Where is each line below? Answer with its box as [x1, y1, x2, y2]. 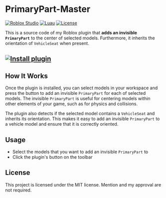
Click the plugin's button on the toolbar [12, 154, 93, 160]
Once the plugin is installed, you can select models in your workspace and [5, 85, 158, 91]
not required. [5, 187, 32, 193]
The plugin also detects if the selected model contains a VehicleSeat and [5, 111, 155, 117]
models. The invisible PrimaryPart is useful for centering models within [5, 96, 151, 102]
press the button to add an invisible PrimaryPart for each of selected [5, 90, 146, 96]
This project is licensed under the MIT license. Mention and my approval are [5, 182, 162, 188]
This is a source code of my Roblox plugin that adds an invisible [5, 29, 137, 35]
